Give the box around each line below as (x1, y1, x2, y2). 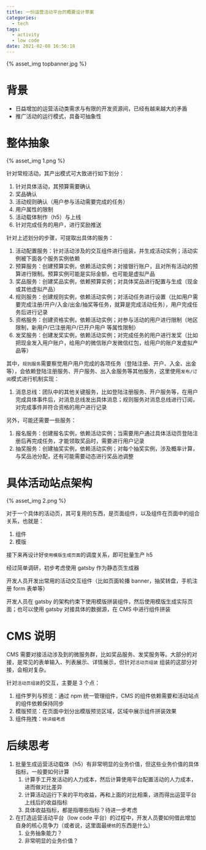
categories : (6, 15, 37, 21)
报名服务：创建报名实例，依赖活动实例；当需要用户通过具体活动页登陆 (15, 429, 193, 437)
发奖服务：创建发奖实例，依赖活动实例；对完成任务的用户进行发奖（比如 (15, 331, 198, 339)
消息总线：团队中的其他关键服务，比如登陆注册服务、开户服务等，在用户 (15, 388, 198, 396)
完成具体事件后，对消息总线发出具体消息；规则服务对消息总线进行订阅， (15, 396, 198, 403)
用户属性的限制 (15, 205, 53, 213)
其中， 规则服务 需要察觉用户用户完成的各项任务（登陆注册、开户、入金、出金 (6, 359, 197, 367)
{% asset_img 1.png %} (6, 157, 66, 164)
